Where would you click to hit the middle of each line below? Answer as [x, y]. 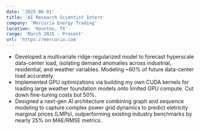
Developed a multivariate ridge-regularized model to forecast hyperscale [104, 57]
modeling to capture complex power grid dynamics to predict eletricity [101, 108]
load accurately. [35, 76]
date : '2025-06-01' [30, 12]
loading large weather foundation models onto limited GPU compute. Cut [104, 88]
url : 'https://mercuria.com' [42, 40]
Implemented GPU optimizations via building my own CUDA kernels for [102, 82]
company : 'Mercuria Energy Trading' [52, 23]
